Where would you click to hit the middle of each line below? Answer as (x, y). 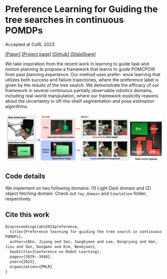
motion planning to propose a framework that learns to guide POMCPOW (80, 69)
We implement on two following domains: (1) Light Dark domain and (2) (78, 188)
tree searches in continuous (64, 20)
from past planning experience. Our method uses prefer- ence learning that (83, 74)
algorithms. (17, 106)
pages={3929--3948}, (31, 257)
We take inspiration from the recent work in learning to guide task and (77, 64)
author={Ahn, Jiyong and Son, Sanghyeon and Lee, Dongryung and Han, (83, 242)
